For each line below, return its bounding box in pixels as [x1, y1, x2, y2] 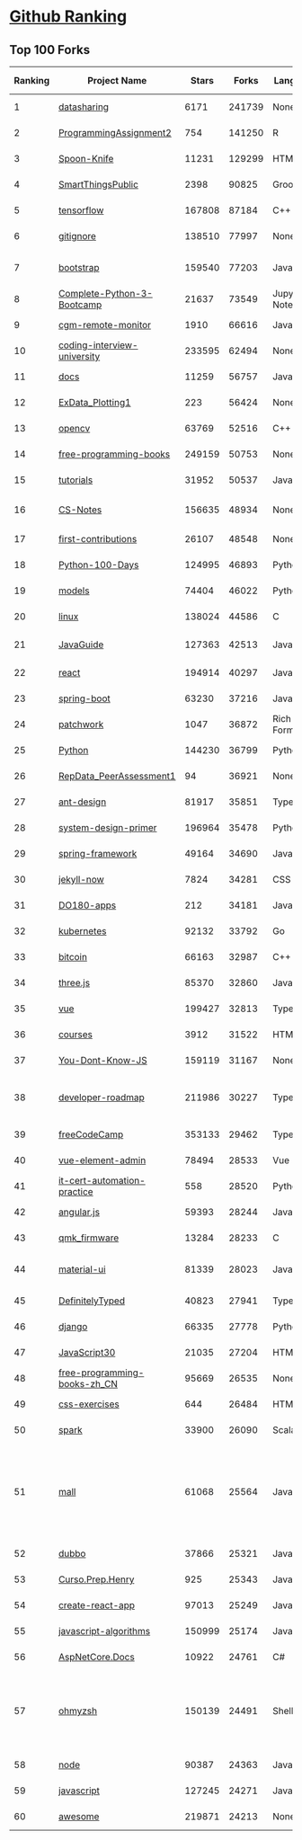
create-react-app [58, 1599, 136, 1611]
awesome [58, 1810, 100, 1822]
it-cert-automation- [58, 1175, 146, 1187]
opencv [58, 422, 91, 434]
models [58, 584, 90, 597]
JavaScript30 [58, 1347, 116, 1358]
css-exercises [58, 1398, 120, 1410]
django [58, 1320, 88, 1332]
